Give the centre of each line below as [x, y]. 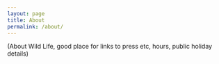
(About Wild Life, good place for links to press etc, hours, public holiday [110, 47]
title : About [26, 20]
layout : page [26, 14]
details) [18, 54]
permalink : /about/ [35, 26]
